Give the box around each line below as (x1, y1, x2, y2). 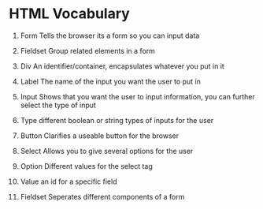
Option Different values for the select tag (20, 161, 153, 170)
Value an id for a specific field (20, 177, 117, 186)
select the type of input (20, 100, 97, 110)
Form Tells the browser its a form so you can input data (20, 31, 200, 40)
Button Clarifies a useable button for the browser (20, 131, 180, 140)
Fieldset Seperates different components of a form (20, 192, 185, 201)
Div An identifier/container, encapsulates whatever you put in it (20, 61, 225, 71)
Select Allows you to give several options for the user (20, 146, 194, 155)
